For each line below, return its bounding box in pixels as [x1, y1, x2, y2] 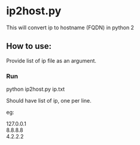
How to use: [6, 41, 52, 51]
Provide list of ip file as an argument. [6, 57, 97, 64]
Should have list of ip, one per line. [6, 97, 92, 104]
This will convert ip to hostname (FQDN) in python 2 [6, 24, 135, 31]
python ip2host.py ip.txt [6, 85, 65, 93]
